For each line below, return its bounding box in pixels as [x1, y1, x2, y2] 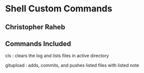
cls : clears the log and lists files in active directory [5, 53, 109, 59]
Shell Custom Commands [5, 3, 113, 14]
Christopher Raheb [5, 23, 66, 31]
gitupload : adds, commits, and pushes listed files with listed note [5, 63, 140, 69]
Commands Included [5, 39, 71, 48]
